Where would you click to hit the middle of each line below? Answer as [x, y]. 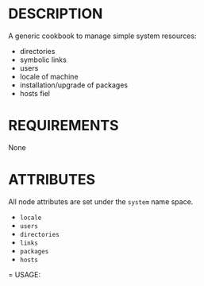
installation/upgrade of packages [74, 85]
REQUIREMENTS [64, 126]
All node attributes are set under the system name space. [101, 201]
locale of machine [49, 76]
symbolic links [43, 60]
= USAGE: [25, 274]
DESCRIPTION [56, 14]
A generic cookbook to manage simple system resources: [102, 36]
